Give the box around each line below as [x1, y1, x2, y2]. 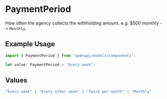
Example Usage [5, 40, 55, 48]
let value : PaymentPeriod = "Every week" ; [5, 62, 96, 67]
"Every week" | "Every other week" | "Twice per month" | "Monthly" [5, 89, 152, 94]
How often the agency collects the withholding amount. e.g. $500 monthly [5, 20, 159, 26]
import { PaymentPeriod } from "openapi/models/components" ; [5, 53, 136, 58]
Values [5, 76, 28, 84]
